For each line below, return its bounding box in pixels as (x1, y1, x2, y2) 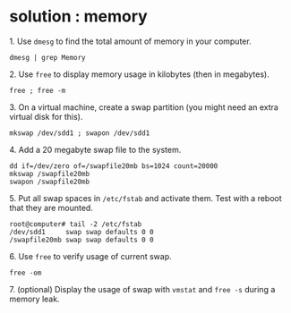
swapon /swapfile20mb (9, 177, 90, 186)
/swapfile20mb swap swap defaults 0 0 (9, 235, 154, 244)
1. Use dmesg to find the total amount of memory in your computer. (9, 36, 252, 47)
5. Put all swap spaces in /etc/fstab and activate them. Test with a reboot (9, 192, 282, 203)
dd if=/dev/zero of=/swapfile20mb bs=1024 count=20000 (9, 161, 218, 171)
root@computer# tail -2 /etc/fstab (9, 219, 142, 229)
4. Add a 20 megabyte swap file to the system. (9, 144, 182, 155)
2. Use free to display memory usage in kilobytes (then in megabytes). (9, 69, 270, 80)
